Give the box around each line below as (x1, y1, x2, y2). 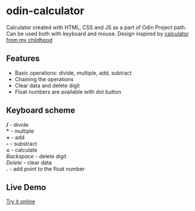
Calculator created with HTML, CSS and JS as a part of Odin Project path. (6, 24, 187, 31)
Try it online (6, 198, 36, 205)
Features (6, 53, 40, 63)
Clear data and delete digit (14, 82, 80, 89)
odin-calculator (6, 4, 84, 18)
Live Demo (6, 182, 46, 192)
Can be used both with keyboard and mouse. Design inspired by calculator (6, 30, 189, 37)
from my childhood (6, 36, 52, 43)
